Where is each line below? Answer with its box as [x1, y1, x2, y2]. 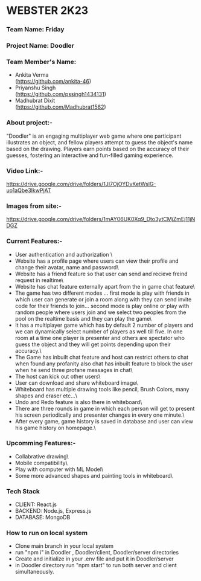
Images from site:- [6, 202, 62, 210]
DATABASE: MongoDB [14, 514, 71, 521]
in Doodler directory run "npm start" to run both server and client [14, 562, 177, 569]
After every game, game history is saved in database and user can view [14, 417, 193, 425]
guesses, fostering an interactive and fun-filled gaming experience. [6, 152, 174, 159]
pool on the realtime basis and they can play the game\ [14, 315, 152, 322]
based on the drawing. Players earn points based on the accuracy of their [6, 145, 190, 152]
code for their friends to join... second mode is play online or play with [14, 302, 190, 309]
